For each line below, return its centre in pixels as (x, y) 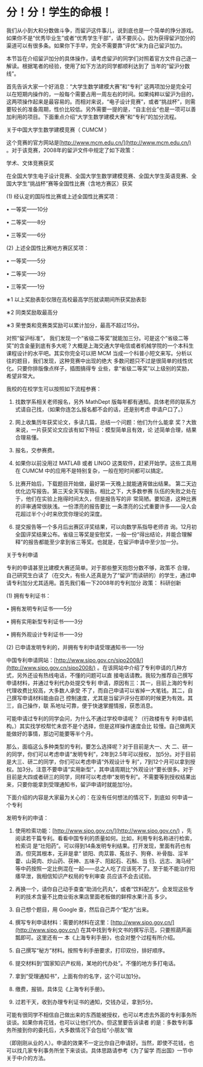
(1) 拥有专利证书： (29, 595)
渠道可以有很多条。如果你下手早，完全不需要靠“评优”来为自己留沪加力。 (96, 45)
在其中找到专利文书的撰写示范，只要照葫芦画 (136, 930)
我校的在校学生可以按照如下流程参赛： (54, 389)
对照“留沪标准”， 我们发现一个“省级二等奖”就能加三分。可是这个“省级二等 (98, 338)
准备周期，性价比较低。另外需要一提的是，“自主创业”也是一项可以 (109, 109)
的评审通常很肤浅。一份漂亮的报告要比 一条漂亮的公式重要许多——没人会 (106, 506)
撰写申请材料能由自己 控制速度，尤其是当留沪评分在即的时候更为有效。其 (102, 698)
